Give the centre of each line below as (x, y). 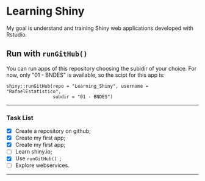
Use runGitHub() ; (38, 158)
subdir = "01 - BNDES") (83, 97)
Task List (20, 118)
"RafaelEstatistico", (34, 91)
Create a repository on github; (53, 131)
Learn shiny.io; (34, 152)
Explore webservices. (42, 165)
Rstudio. (17, 34)
